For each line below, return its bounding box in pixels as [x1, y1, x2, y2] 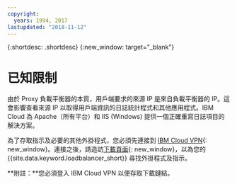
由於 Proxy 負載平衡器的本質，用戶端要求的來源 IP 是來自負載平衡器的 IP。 [7, 95, 224, 103]
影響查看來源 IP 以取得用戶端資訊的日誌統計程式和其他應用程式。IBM [13, 103, 214, 112]
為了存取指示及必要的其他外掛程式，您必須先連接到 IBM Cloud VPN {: [7, 136, 207, 145]
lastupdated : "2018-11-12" [7, 23, 87, 30]
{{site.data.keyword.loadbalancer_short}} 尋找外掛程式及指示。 [7, 154, 191, 163]
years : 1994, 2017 [13, 17, 69, 24]
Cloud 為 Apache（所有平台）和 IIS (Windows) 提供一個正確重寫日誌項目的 [7, 113, 225, 121]
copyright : [7, 10, 40, 18]
